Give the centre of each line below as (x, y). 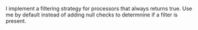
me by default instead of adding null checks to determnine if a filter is (92, 15)
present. (16, 21)
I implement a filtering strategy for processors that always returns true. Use (99, 9)
